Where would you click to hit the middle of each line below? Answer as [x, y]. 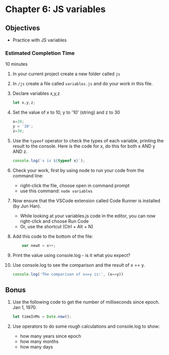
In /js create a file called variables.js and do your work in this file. [82, 84]
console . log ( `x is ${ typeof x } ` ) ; [49, 161]
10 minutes [16, 64]
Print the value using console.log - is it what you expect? [71, 255]
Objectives [23, 28]
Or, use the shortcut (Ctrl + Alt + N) [57, 226]
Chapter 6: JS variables [55, 9]
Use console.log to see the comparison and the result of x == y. [79, 265]
